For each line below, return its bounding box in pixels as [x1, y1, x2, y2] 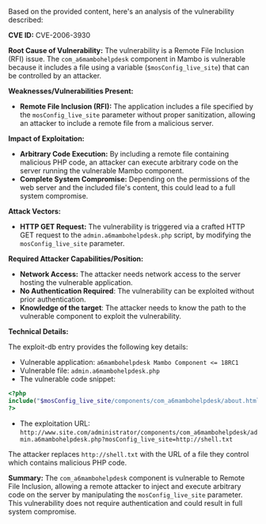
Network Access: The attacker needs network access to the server [19, 269, 241, 279]
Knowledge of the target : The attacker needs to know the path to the [19, 303, 247, 312]
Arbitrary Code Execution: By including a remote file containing [19, 150, 230, 158]
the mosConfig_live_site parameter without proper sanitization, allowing [19, 110, 256, 120]
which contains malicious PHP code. [8, 458, 127, 467]
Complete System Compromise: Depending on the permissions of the [19, 174, 251, 184]
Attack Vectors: [8, 207, 62, 216]
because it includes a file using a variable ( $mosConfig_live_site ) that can [8, 63, 249, 72]
